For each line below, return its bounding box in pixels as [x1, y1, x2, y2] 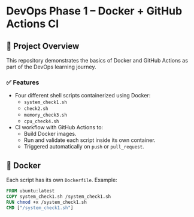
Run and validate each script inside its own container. [23, 136, 156, 144]
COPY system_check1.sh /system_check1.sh [6, 194, 111, 200]
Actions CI [6, 17, 59, 31]
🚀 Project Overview [6, 41, 80, 51]
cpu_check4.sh [23, 118, 59, 124]
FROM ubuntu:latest [6, 188, 55, 194]
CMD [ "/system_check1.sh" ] [6, 204, 74, 211]
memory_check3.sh [23, 112, 68, 118]
